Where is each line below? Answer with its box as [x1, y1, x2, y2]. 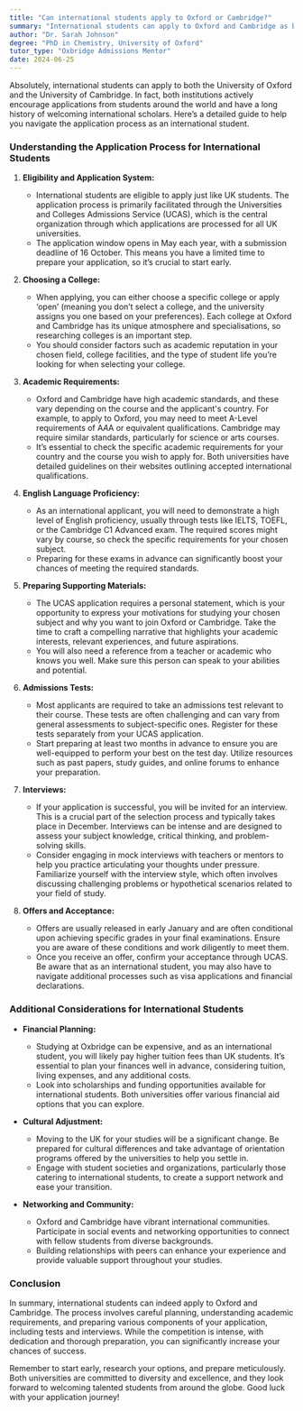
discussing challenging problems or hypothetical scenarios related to [35, 878, 293, 889]
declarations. [35, 980, 85, 992]
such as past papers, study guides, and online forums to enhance [35, 757, 280, 768]
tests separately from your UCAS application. [35, 728, 205, 739]
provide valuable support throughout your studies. [35, 1254, 223, 1265]
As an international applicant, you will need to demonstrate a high [35, 506, 280, 517]
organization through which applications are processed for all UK [35, 218, 278, 230]
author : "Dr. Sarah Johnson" [9, 30, 119, 39]
